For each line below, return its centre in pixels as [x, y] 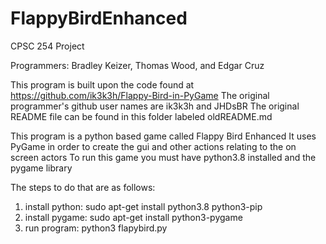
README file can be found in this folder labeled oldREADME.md [141, 116]
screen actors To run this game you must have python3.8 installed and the [163, 157]
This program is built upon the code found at [102, 84]
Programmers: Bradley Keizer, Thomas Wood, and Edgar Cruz [137, 65]
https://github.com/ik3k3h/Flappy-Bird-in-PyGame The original [140, 95]
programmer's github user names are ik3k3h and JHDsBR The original [155, 106]
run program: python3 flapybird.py [96, 228]
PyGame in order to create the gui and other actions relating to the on [153, 146]
